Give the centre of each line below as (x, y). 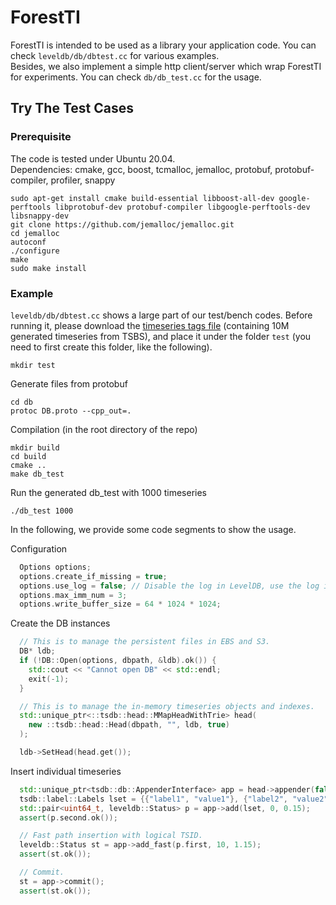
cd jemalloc (35, 233)
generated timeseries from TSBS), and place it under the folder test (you (161, 336)
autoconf (28, 242)
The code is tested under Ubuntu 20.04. (93, 158)
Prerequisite (41, 137)
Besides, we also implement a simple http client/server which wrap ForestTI (166, 66)
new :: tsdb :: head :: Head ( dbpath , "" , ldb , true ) (129, 725)
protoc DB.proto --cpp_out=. (71, 411)
